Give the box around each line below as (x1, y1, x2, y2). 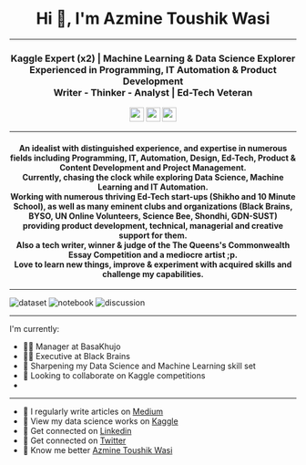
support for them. (118, 230, 188, 241)
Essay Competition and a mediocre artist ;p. (67, 249, 239, 260)
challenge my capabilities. (101, 268, 205, 279)
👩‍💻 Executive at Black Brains (22, 351, 130, 362)
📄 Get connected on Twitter (22, 435, 127, 446)
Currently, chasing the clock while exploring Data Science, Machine (22, 171, 284, 182)
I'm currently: (9, 324, 60, 335)
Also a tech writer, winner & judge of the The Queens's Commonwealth (15, 239, 291, 250)
